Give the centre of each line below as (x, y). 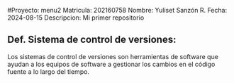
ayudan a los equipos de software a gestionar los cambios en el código (111, 64)
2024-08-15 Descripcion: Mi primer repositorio (76, 18)
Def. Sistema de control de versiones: (92, 40)
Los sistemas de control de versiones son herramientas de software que (113, 56)
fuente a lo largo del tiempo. (49, 71)
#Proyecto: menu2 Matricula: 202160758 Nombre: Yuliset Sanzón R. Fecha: (117, 10)
